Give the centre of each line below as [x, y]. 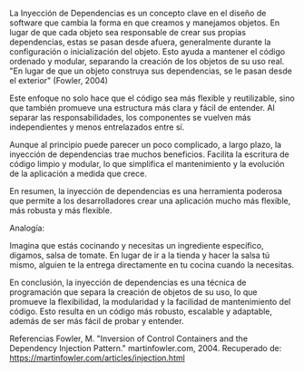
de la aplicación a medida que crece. [78, 173]
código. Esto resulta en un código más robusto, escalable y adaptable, [141, 311]
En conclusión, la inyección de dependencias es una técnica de [128, 282]
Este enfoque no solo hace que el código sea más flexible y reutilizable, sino [152, 98]
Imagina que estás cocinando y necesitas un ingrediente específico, [137, 245]
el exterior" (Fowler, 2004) [59, 80]
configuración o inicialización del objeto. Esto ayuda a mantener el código [147, 52]
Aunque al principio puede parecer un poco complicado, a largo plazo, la [146, 145]
